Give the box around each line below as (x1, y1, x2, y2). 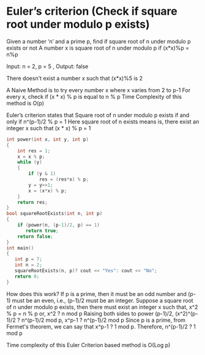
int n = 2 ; (14, 262, 43, 268)
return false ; (17, 233, 53, 240)
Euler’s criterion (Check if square (6, 4, 177, 18)
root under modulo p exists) (6, 17, 150, 31)
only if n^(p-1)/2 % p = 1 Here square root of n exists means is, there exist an (6, 118, 199, 125)
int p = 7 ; (14, 256, 43, 262)
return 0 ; (14, 273, 40, 279)
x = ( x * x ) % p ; (28, 187, 67, 194)
